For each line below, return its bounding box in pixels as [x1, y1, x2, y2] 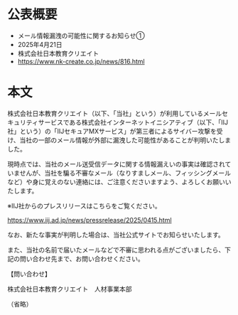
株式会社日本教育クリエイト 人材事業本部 [7, 284, 132, 293]
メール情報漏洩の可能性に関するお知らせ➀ [17, 31, 145, 40]
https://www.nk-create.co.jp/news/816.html [17, 57, 145, 65]
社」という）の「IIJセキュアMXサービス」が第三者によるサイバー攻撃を [7, 127, 217, 135]
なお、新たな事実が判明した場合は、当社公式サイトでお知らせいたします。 [7, 230, 225, 239]
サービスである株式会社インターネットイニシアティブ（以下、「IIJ [38, 118, 229, 127]
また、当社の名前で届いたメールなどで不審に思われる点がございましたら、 [7, 245, 225, 254]
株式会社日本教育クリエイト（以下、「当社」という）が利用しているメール [7, 109, 222, 117]
